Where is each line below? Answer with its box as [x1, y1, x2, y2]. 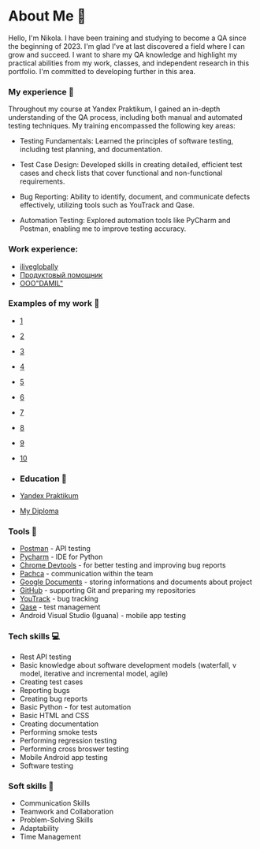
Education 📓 [19, 473, 67, 484]
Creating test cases [19, 677, 84, 687]
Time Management [19, 832, 81, 842]
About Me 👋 [8, 7, 87, 25]
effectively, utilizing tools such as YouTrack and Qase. [19, 200, 195, 210]
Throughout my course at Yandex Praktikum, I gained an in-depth [8, 104, 221, 114]
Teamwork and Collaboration [19, 807, 114, 817]
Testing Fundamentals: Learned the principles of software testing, [19, 136, 234, 146]
